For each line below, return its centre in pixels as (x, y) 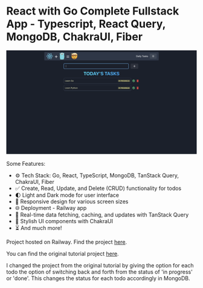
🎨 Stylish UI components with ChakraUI (64, 221)
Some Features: (26, 164)
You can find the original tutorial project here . (63, 254)
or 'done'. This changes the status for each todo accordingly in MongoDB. (98, 278)
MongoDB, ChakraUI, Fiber (75, 37)
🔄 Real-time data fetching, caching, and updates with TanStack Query (102, 215)
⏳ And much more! (38, 228)
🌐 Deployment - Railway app (51, 208)
